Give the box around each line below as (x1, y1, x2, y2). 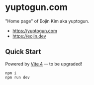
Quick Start (5, 47, 41, 56)
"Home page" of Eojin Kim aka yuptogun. (5, 18, 90, 24)
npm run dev (5, 74, 30, 80)
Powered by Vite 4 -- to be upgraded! (5, 60, 82, 66)
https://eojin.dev (12, 33, 46, 39)
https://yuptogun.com (12, 27, 57, 33)
